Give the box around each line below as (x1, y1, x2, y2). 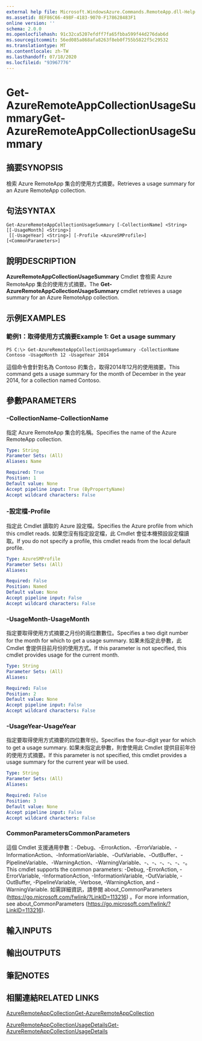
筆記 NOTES (6, 970, 50, 980)
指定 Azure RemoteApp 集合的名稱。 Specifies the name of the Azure (6, 429, 177, 436)
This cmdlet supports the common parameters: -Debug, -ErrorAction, (6, 865, 179, 873)
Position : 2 (6, 691, 36, 697)
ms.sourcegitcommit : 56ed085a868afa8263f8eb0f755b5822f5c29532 (6, 37, 169, 43)
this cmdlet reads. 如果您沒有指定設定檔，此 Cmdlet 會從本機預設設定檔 (6, 530, 184, 537)
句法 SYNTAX (6, 205, 56, 215)
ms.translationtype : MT (6, 43, 66, 49)
